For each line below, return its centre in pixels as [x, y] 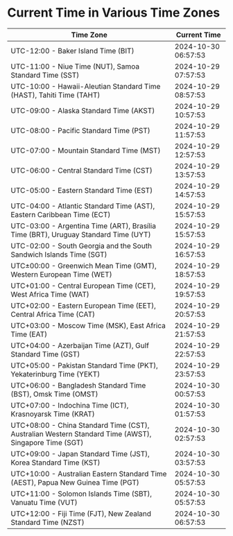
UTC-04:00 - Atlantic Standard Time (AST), [83, 206]
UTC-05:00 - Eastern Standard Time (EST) [82, 190]
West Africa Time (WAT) [50, 294]
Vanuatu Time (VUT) [44, 502]
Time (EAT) [29, 334]
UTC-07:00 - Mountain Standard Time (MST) [86, 150]
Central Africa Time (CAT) [53, 314]
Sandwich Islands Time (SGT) [59, 254]
